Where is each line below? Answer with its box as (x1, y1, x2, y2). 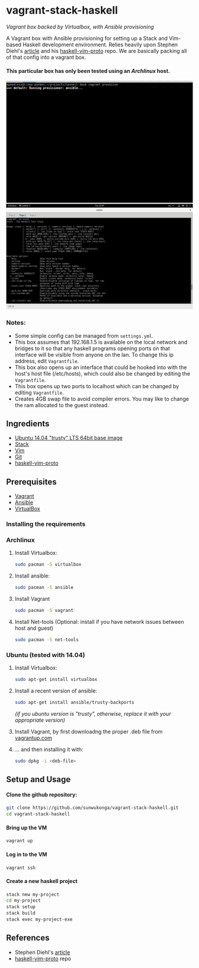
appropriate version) (14, 716, 65, 723)
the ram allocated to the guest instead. (14, 401, 110, 408)
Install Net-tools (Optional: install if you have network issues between (14, 618, 184, 626)
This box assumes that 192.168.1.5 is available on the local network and (14, 338, 188, 345)
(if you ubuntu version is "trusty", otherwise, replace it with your (14, 710, 171, 717)
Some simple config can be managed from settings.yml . (14, 332, 154, 339)
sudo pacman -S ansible (14, 585, 74, 591)
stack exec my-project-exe (6, 916, 73, 923)
